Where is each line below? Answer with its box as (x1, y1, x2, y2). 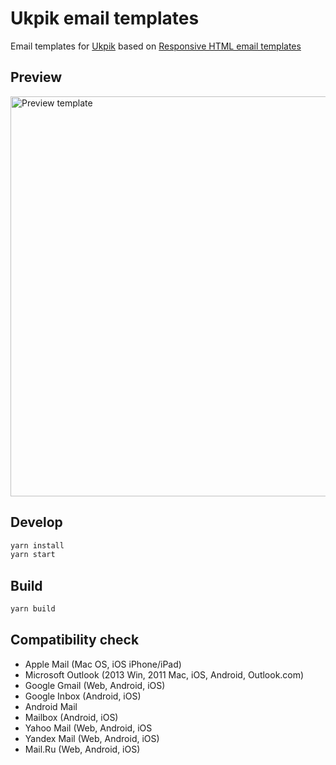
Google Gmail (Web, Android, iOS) (24, 679, 166, 691)
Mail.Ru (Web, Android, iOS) (24, 743, 141, 755)
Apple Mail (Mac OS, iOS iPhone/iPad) (24, 658, 182, 670)
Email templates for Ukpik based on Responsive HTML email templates (10, 40, 302, 52)
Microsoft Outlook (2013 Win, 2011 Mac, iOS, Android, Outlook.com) (24, 668, 305, 681)
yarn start (10, 550, 56, 560)
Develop (10, 514, 63, 531)
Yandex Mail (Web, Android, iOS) (24, 732, 160, 744)
